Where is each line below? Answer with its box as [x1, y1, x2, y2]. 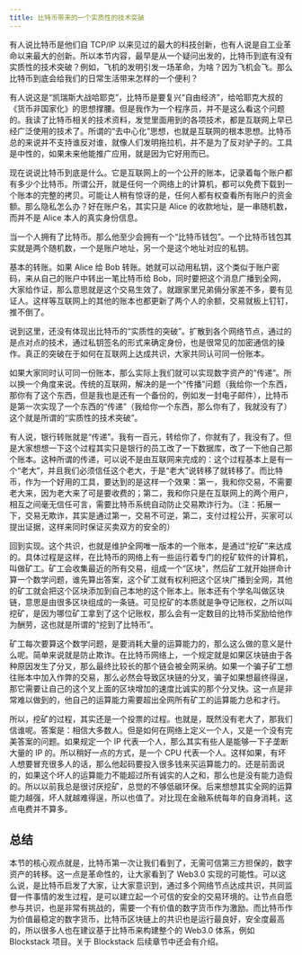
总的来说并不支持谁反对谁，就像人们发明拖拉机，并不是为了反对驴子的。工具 [9, 137, 293, 147]
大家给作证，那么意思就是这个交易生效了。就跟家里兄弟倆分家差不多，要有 [9, 284, 285, 295]
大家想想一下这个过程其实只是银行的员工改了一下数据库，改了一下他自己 [16, 442, 285, 453]
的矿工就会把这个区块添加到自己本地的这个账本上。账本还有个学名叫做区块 [9, 585, 285, 596]
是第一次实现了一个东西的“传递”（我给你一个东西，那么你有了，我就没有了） [9, 401, 292, 412]
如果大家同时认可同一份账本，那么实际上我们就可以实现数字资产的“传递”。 [9, 367, 285, 378]
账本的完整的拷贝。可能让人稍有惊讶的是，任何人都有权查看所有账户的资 [16, 190, 285, 201]
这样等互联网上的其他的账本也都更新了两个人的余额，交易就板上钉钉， [32, 295, 293, 306]
